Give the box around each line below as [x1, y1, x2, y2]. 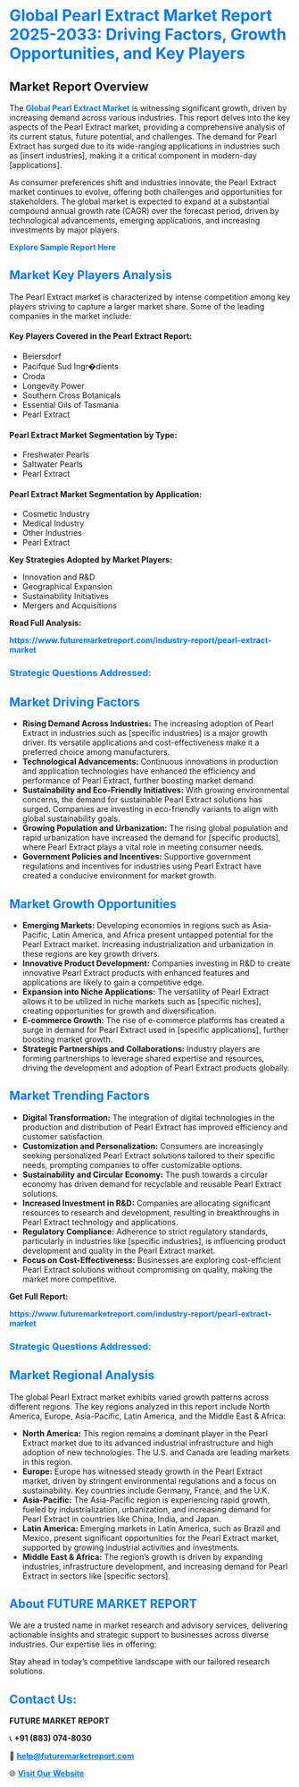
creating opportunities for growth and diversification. [21, 1005, 217, 1016]
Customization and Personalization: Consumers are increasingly [21, 1140, 263, 1151]
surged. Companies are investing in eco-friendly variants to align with [21, 804, 278, 815]
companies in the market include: [9, 310, 132, 321]
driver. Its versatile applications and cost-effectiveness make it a [21, 737, 260, 748]
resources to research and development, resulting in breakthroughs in [21, 1207, 279, 1217]
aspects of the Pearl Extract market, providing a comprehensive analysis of [9, 122, 286, 132]
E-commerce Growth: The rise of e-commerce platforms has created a [21, 1014, 286, 1025]
